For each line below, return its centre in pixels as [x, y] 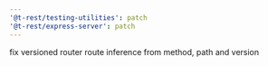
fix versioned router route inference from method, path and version [134, 52]
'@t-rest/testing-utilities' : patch [78, 18]
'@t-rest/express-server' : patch [72, 26]
